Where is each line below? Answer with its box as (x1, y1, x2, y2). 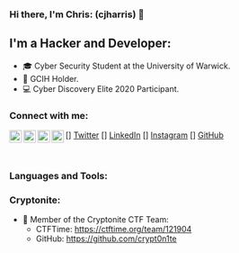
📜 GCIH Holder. (22, 73, 79, 84)
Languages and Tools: (9, 169, 108, 182)
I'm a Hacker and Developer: (9, 36, 172, 51)
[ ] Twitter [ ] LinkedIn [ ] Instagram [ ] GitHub (66, 130, 225, 140)
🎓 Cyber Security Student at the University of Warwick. (22, 60, 231, 71)
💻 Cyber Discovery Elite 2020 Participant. (22, 83, 180, 94)
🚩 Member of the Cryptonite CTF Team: (22, 214, 169, 225)
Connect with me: (9, 109, 89, 122)
